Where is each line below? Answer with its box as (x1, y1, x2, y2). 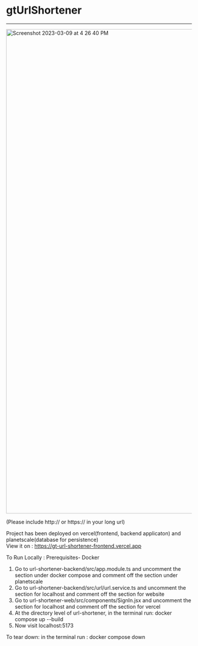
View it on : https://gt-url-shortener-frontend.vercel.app (6, 542, 141, 549)
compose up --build (14, 615, 64, 622)
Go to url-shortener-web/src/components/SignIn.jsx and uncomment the (14, 596, 192, 604)
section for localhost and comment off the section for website (14, 590, 165, 597)
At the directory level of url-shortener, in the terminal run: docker (14, 609, 172, 616)
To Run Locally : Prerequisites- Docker (6, 554, 100, 561)
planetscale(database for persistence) (6, 536, 99, 543)
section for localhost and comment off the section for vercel (14, 603, 161, 610)
